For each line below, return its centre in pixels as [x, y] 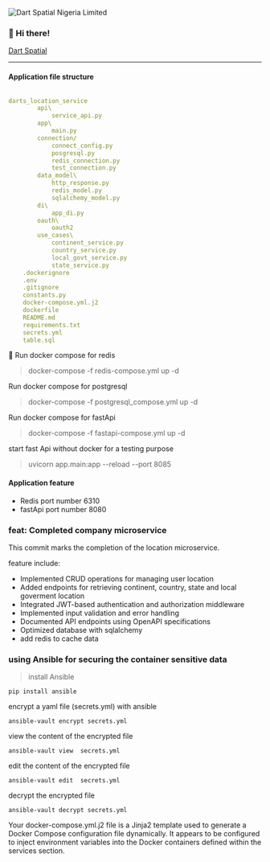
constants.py [45, 295]
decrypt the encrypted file [51, 795]
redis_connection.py [86, 161]
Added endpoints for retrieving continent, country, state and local [128, 587]
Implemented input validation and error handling [99, 613]
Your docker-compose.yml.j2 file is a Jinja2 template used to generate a [127, 825]
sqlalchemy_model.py [86, 198]
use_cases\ [55, 236]
